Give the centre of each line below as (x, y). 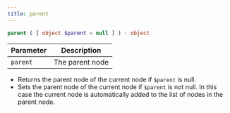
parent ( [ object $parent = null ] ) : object (79, 33)
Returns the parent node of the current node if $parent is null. (107, 79)
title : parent (28, 14)
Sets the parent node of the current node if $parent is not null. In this (117, 87)
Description (81, 50)
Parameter (29, 50)
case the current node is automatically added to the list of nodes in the (120, 94)
